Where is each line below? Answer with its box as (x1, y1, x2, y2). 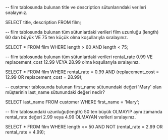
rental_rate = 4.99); (5, 129, 45, 135)
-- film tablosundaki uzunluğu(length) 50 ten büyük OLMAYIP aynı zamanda (5, 109, 162, 114)
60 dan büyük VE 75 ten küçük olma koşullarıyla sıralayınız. (5, 35, 128, 40)
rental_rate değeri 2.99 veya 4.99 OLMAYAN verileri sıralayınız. (5, 114, 136, 120)
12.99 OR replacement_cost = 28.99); (5, 74, 83, 80)
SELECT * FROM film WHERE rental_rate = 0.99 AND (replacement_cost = (5, 69, 159, 75)
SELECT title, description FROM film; (5, 20, 82, 25)
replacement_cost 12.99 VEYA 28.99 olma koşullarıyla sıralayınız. (5, 59, 140, 65)
